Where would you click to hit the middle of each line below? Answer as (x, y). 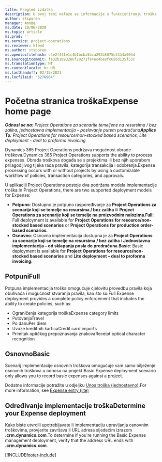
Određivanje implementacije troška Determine (75, 406)
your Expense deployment (45, 413)
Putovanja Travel (28, 318)
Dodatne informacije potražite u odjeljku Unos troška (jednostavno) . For (76, 385)
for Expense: (18, 195)
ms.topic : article (23, 32)
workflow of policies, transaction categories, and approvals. (65, 175)
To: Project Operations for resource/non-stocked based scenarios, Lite (76, 135)
